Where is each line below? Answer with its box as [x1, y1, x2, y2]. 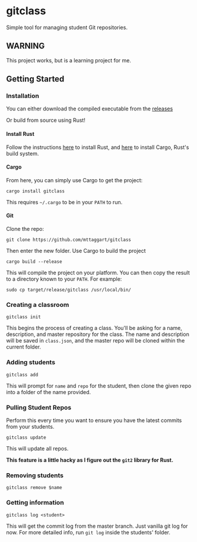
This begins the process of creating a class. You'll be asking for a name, [6, 325, 183, 332]
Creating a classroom [6, 300, 69, 309]
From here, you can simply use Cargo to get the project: [6, 176, 143, 183]
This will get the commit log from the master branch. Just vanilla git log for [6, 522, 188, 530]
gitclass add [6, 372, 39, 378]
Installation [6, 92, 40, 100]
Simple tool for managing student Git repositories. [6, 24, 128, 31]
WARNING [6, 41, 45, 51]
